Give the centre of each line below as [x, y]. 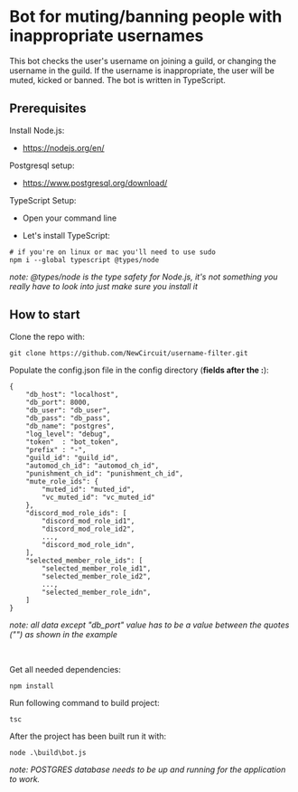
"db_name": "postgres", [70, 426]
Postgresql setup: [42, 165]
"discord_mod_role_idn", [88, 544]
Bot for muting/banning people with [146, 17]
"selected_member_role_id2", [97, 576]
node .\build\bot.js [48, 752]
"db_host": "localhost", [72, 394]
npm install [32, 686]
